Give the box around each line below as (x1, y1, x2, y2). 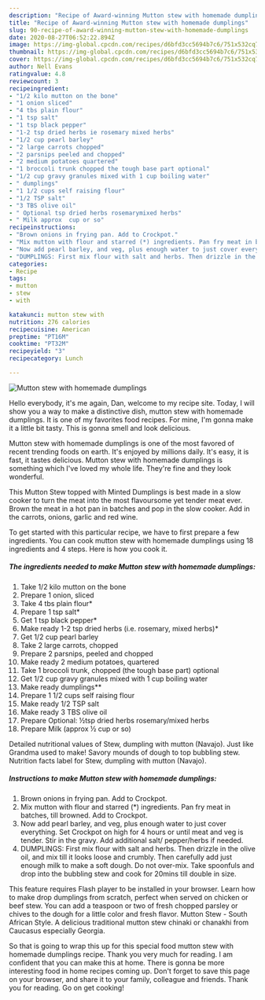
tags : (9, 274, 27, 283)
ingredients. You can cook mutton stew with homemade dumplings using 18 (9, 535, 254, 545)
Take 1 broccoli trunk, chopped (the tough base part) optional (20, 665, 219, 675)
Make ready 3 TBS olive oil (20, 707, 108, 716)
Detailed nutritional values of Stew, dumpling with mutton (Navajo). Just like (9, 739, 254, 748)
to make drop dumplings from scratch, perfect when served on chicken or (9, 892, 248, 902)
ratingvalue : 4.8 (9, 70, 66, 78)
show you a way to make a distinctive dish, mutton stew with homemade (9, 406, 244, 416)
